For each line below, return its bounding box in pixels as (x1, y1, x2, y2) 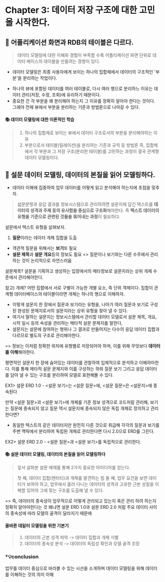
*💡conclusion (5, 553, 39, 560)
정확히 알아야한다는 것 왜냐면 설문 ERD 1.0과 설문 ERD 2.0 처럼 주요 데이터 (5, 504, 148, 510)
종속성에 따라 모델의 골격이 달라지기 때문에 (10, 510, 92, 516)
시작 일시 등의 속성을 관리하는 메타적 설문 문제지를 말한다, (12, 320, 123, 326)
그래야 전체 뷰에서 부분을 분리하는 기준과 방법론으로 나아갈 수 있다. (12, 104, 140, 110)
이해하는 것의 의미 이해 (10, 571, 54, 577)
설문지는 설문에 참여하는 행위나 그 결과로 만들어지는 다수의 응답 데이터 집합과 (12, 326, 160, 332)
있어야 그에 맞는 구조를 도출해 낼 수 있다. (26, 487, 104, 493)
